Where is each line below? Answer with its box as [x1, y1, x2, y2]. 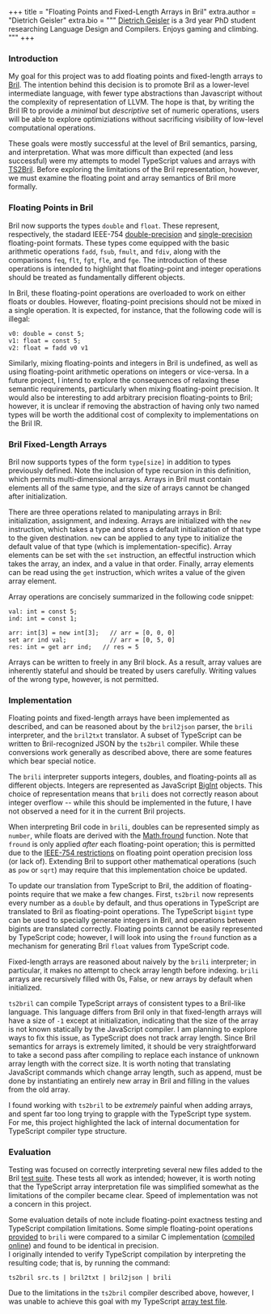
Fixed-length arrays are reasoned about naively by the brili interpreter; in [8, 957, 256, 967]
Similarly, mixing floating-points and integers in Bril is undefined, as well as [8, 358, 258, 367]
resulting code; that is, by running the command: [8, 1258, 171, 1268]
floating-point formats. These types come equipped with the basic [8, 238, 230, 247]
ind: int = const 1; [8, 614, 78, 623]
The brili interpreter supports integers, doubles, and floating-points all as [8, 772, 257, 782]
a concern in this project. [8, 1200, 91, 1209]
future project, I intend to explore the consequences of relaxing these [8, 375, 240, 384]
